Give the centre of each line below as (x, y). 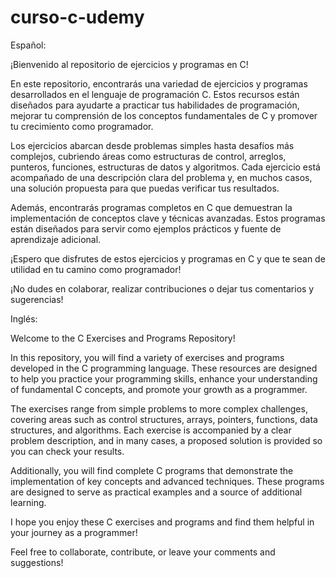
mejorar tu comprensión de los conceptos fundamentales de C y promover (164, 115)
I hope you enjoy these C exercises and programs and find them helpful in (162, 522)
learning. (28, 502)
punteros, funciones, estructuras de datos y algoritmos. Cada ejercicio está (165, 167)
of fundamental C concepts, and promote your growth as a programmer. (159, 389)
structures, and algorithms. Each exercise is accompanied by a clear (151, 430)
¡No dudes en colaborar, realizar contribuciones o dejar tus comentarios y (162, 288)
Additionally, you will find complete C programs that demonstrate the (152, 470)
